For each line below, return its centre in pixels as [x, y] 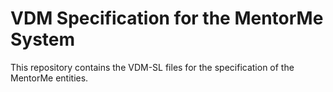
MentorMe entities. [49, 78]
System [43, 39]
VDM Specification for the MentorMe [167, 18]
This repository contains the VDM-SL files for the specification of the [152, 67]
